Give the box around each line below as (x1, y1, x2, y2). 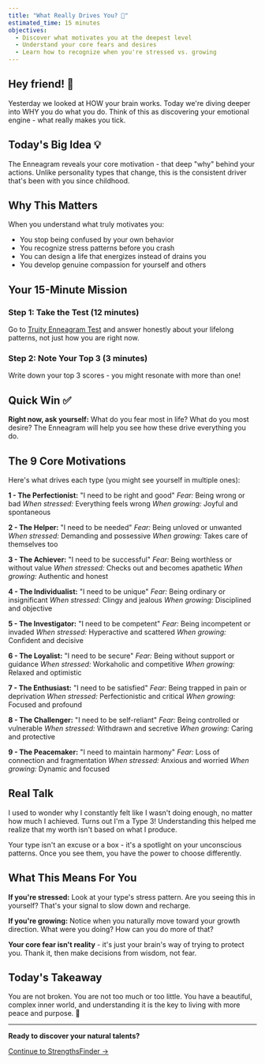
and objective (8, 603, 53, 613)
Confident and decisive (8, 636, 84, 645)
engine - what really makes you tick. (8, 115, 126, 125)
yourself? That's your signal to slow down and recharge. (8, 900, 191, 910)
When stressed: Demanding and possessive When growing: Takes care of (8, 531, 248, 541)
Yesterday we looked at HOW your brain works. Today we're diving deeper (8, 98, 251, 107)
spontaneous (8, 507, 51, 517)
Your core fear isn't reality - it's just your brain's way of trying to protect (8, 939, 244, 949)
